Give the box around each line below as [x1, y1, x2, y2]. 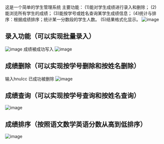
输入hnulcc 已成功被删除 [5, 75, 55, 82]
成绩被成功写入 [23, 46, 54, 52]
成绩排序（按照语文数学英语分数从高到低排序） [5, 120, 147, 128]
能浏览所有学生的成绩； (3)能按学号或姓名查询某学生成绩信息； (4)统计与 [5, 10, 152, 16]
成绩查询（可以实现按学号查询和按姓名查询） [5, 92, 141, 100]
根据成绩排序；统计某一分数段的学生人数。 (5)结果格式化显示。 [13, 17, 141, 22]
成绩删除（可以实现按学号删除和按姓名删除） [5, 62, 141, 70]
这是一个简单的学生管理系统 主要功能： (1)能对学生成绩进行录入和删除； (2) [5, 4, 157, 10]
